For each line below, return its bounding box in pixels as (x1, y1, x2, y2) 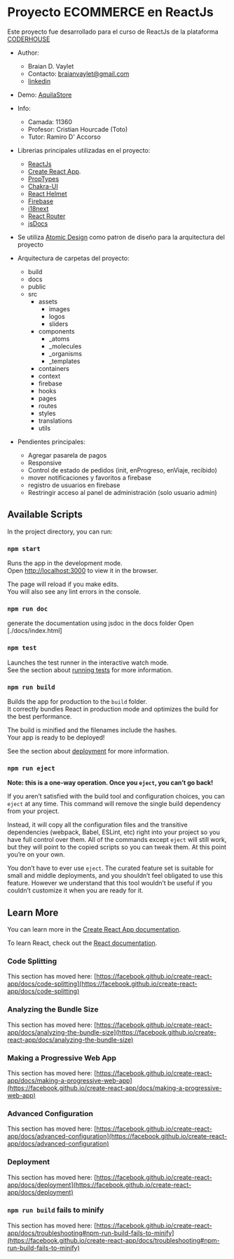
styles (38, 409, 56, 417)
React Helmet (27, 189, 68, 198)
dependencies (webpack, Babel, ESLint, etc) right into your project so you (7, 828, 221, 836)
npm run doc (7, 604, 48, 613)
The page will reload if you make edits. (7, 580, 119, 589)
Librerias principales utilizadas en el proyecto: (17, 146, 151, 154)
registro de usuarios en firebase (27, 481, 121, 489)
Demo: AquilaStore (17, 90, 72, 99)
